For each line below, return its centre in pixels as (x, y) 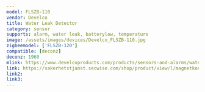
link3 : (15, 79)
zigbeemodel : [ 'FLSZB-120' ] (42, 46)
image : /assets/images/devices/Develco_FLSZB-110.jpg (76, 40)
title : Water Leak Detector (42, 23)
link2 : (15, 74)
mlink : (15, 62)
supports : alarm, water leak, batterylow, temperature (77, 34)
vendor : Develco (27, 18)
